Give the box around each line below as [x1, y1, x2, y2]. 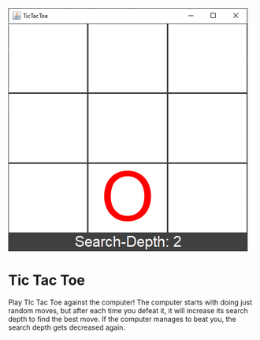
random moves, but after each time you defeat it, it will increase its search [8, 305, 248, 315]
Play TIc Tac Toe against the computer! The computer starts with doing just [8, 297, 253, 307]
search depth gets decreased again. [8, 323, 126, 332]
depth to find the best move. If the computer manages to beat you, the [8, 314, 236, 323]
